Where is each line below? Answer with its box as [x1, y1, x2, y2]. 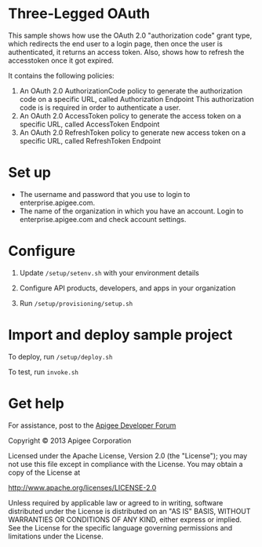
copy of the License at [8, 468, 81, 477]
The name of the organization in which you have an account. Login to [19, 206, 244, 216]
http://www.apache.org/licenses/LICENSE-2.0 [8, 483, 157, 492]
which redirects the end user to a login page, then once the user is [8, 38, 224, 48]
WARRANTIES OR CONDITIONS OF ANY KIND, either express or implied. [8, 515, 242, 524]
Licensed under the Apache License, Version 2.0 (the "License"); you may [8, 450, 248, 460]
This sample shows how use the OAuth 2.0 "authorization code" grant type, [8, 31, 253, 40]
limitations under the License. [8, 531, 104, 541]
